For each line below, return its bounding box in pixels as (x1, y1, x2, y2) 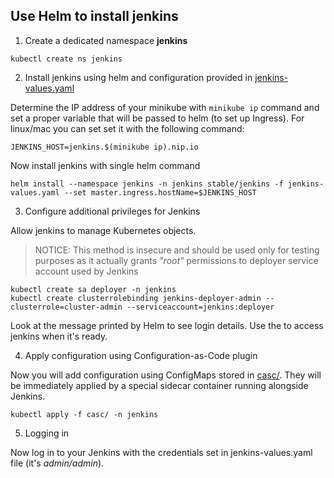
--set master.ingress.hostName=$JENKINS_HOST (63, 187, 257, 198)
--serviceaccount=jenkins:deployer (126, 302, 275, 312)
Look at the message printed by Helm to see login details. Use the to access (10, 319, 324, 331)
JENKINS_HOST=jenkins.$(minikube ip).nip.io (10, 142, 199, 152)
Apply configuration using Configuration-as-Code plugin (24, 349, 258, 361)
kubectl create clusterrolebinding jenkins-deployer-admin (10, 293, 262, 303)
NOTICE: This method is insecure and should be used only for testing (34, 244, 320, 256)
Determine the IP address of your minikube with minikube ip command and (10, 101, 320, 113)
